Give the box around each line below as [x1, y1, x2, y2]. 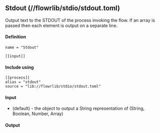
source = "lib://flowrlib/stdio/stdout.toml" [5, 84, 101, 89]
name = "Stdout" [5, 45, 39, 50]
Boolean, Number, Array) [12, 111, 64, 117]
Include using [5, 64, 34, 70]
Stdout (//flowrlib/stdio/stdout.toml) [5, 4, 120, 12]
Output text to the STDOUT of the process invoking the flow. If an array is [5, 17, 156, 23]
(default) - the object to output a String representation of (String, [12, 106, 145, 112]
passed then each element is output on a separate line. [5, 22, 118, 28]
